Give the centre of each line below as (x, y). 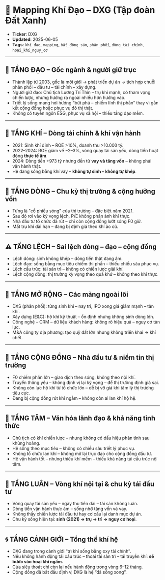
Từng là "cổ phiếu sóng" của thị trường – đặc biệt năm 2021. (73, 211)
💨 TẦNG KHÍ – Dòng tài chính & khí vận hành (73, 133)
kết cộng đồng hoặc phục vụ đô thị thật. (53, 108)
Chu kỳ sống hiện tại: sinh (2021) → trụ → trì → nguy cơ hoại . (74, 519)
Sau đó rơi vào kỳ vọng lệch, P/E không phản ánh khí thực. (71, 216)
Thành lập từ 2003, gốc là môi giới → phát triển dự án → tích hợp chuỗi (84, 82)
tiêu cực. (21, 393)
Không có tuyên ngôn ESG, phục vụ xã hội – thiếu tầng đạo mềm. (78, 113)
